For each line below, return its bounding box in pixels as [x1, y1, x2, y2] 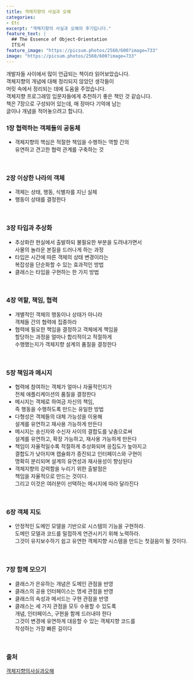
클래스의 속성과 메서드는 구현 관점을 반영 [14, 595, 109, 602]
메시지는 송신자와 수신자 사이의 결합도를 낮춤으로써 [14, 428, 132, 435]
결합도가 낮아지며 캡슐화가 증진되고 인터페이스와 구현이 [14, 451, 143, 458]
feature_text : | [6, 31, 46, 37]
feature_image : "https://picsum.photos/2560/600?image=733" [6, 48, 159, 54]
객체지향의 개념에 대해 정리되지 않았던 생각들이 [6, 77, 115, 85]
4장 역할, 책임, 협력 [6, 296, 58, 305]
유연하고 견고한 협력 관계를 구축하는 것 [14, 145, 104, 153]
